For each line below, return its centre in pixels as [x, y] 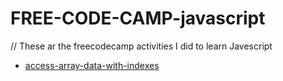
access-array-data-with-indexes [92, 65]
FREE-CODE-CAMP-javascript [138, 18]
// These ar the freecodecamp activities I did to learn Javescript [141, 46]
